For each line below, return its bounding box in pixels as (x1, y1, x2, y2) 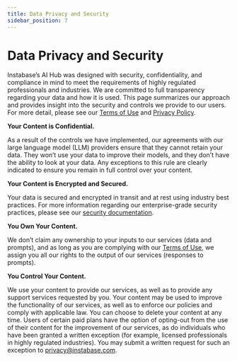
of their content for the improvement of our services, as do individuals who (7, 323, 226, 332)
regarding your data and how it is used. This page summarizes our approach (7, 93, 231, 102)
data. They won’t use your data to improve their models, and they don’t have (7, 151, 230, 159)
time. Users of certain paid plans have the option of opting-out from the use (7, 316, 229, 324)
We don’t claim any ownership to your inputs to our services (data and (7, 236, 212, 244)
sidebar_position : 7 (7, 17, 69, 24)
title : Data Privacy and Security (7, 10, 110, 18)
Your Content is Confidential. (7, 122, 95, 131)
